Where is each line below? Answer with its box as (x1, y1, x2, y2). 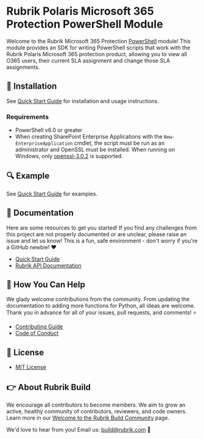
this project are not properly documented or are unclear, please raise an (6, 230, 187, 238)
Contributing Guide (15, 323, 63, 330)
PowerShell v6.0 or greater (15, 126, 83, 134)
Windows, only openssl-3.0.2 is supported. (15, 153, 124, 160)
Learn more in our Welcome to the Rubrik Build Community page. (6, 414, 170, 422)
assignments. (6, 63, 40, 71)
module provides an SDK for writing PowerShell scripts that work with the (6, 44, 191, 51)
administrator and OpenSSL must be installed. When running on (15, 146, 175, 153)
